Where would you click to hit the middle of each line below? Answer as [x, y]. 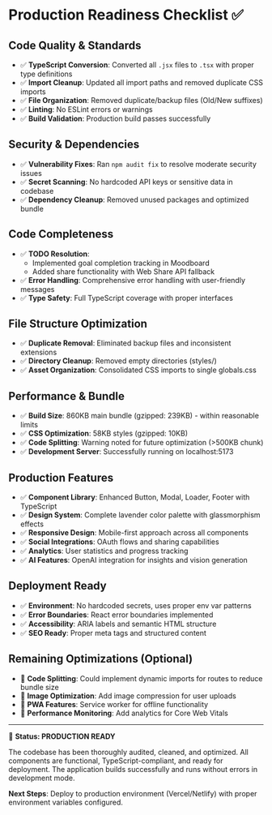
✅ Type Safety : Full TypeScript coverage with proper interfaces [126, 298]
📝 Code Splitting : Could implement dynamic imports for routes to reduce [141, 678]
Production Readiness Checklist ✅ [126, 15]
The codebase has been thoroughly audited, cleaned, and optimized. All [128, 752]
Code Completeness [61, 234]
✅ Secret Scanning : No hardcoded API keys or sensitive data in [126, 182]
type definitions [46, 74]
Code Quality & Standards [75, 45]
